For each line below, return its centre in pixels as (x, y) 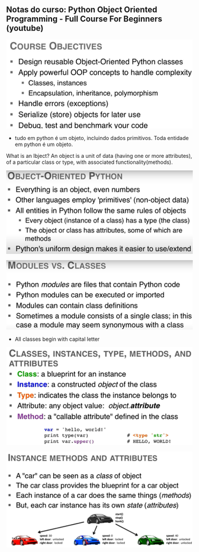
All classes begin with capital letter (57, 339)
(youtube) (25, 28)
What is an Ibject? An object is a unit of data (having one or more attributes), (99, 156)
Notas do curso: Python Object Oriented (82, 10)
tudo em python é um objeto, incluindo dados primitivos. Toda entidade (102, 138)
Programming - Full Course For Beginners (84, 19)
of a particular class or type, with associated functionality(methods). (89, 162)
